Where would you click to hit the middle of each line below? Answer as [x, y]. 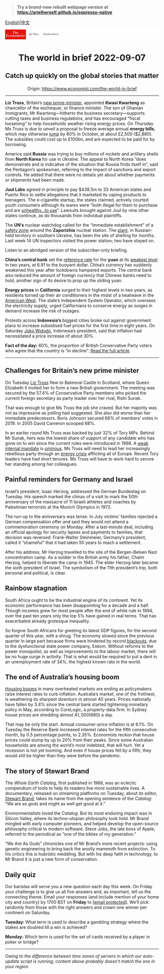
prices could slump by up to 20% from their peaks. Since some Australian [79, 740]
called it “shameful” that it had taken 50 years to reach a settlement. [73, 542]
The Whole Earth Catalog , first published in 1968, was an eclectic [71, 783]
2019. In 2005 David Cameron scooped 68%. [51, 423]
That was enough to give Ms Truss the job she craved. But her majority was [81, 408]
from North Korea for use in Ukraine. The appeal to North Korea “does [76, 159]
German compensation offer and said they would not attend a [67, 521]
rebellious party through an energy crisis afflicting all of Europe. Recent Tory [82, 454]
